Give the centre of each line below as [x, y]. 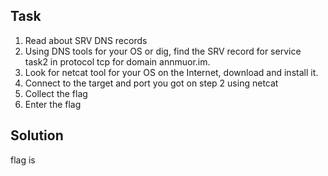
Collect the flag [56, 93]
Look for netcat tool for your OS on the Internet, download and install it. [171, 72]
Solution [37, 135]
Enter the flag [53, 104]
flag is [23, 160]
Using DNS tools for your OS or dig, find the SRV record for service [163, 51]
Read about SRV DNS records [86, 40]
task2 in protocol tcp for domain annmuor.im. [117, 61]
